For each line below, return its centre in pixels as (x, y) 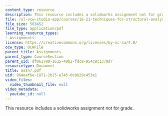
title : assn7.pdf (23, 71)
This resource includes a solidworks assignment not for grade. (69, 108)
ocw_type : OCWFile (24, 47)
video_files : (19, 80)
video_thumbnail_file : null (39, 84)
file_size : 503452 (24, 24)
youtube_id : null (28, 94)
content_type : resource (30, 10)
